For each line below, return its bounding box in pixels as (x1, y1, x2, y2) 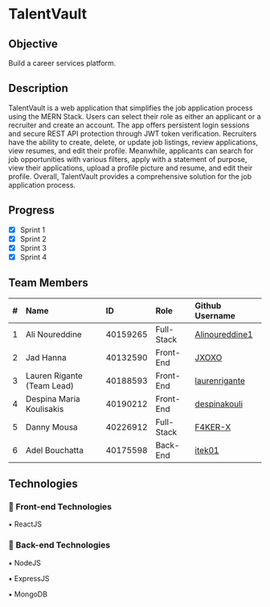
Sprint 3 (19, 243, 47, 252)
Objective (8, 37, 59, 51)
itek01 (194, 444, 219, 455)
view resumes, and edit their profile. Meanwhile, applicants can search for (8, 146, 254, 156)
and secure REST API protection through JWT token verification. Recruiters (8, 128, 257, 138)
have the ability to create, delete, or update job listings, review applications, (8, 137, 259, 147)
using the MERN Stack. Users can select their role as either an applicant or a (8, 111, 261, 121)
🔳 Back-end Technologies (8, 539, 111, 551)
